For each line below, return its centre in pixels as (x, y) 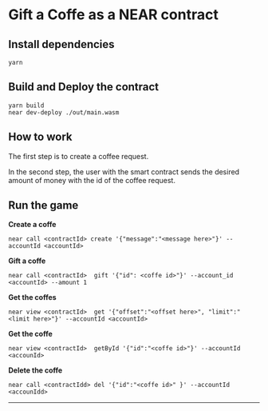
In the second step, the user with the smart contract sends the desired (124, 172)
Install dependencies (61, 44)
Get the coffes (33, 297)
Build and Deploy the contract (84, 87)
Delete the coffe (35, 370)
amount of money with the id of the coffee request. (92, 180)
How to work (40, 137)
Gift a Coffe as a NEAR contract (114, 15)
